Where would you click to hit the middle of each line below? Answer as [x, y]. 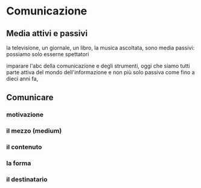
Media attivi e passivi [47, 33]
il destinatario [27, 179]
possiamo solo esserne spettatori [48, 54]
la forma [19, 163]
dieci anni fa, [22, 79]
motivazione [25, 114]
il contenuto [24, 147]
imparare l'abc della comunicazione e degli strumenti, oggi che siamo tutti [98, 66]
